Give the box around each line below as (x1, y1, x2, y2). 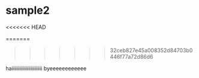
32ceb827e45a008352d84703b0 (110, 46, 193, 54)
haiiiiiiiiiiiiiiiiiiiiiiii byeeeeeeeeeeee (5, 64, 87, 72)
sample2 (5, 4, 50, 17)
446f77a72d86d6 (110, 53, 153, 60)
